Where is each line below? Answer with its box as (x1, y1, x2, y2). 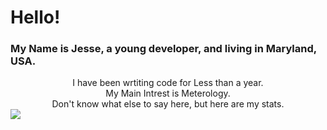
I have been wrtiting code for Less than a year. (72, 77, 264, 89)
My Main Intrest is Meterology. (105, 87, 231, 100)
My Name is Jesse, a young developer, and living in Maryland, (10, 42, 317, 56)
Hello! (10, 6, 61, 29)
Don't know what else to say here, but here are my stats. (51, 98, 285, 110)
